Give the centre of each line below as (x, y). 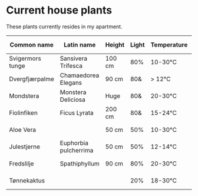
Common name (32, 45)
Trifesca (71, 65)
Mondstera (24, 96)
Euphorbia (74, 143)
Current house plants (59, 10)
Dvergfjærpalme (32, 79)
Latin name (80, 45)
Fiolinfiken (24, 112)
